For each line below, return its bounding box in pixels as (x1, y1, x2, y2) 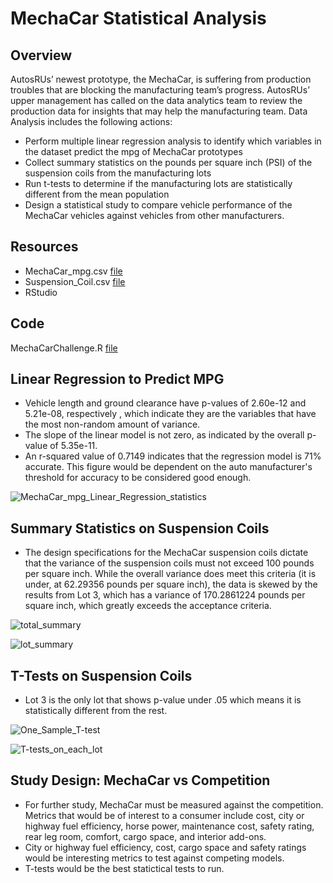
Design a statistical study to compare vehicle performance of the (24, 199, 293, 211)
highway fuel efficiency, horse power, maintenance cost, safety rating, (24, 820, 315, 832)
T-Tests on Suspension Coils (10, 667, 193, 684)
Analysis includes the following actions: (10, 116, 173, 127)
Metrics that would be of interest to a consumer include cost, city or (24, 809, 305, 821)
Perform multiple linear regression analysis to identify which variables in (24, 135, 322, 147)
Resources (10, 238, 79, 256)
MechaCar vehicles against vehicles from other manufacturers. (24, 210, 285, 221)
